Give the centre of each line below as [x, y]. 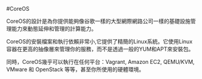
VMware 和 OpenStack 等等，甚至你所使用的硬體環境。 [75, 69]
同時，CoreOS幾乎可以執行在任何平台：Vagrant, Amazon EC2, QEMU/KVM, [101, 62]
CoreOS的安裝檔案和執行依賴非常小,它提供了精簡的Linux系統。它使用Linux [99, 41]
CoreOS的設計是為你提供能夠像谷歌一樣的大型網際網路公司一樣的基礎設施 [99, 21]
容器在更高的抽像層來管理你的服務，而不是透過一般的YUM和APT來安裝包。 [100, 49]
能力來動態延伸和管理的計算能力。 [54, 29]
